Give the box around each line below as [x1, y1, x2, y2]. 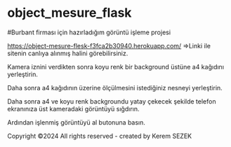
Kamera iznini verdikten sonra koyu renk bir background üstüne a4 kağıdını [7, 62, 225, 71]
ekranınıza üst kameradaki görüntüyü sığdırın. [7, 104, 140, 113]
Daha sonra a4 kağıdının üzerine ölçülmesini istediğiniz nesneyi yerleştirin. [7, 83, 223, 92]
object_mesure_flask [7, 5, 132, 21]
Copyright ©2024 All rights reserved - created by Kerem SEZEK [7, 132, 192, 140]
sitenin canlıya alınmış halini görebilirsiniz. [7, 49, 128, 57]
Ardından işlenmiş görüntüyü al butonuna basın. [7, 118, 146, 127]
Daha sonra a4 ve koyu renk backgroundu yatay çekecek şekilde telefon [7, 97, 216, 106]
